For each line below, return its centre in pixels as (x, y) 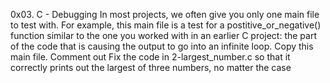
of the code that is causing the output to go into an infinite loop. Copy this (162, 46)
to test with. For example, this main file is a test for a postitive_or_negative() (166, 25)
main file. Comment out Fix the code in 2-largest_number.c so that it (150, 57)
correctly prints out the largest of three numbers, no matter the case (151, 67)
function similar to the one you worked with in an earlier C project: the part (164, 35)
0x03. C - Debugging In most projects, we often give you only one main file (165, 14)
